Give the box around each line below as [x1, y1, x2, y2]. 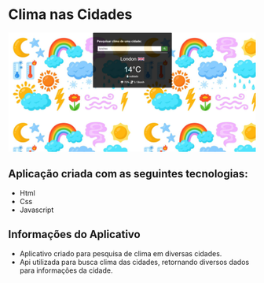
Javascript [19, 205, 54, 214]
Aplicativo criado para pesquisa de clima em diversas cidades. [19, 248, 222, 258]
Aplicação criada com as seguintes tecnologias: [8, 167, 249, 181]
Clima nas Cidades [8, 6, 133, 24]
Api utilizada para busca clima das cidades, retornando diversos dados [19, 257, 250, 266]
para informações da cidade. [19, 266, 113, 275]
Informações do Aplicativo [8, 228, 141, 241]
